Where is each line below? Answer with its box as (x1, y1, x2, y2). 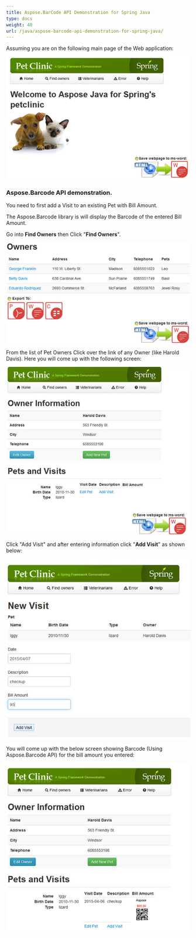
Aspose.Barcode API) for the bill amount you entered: (6, 751, 135, 758)
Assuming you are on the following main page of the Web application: (6, 45, 174, 52)
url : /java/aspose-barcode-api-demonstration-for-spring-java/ (6, 28, 164, 34)
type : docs (6, 15, 33, 22)
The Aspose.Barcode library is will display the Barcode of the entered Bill (6, 213, 182, 220)
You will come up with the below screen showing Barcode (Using (6, 745, 163, 752)
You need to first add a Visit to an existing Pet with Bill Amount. (6, 202, 158, 208)
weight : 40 (6, 22, 33, 28)
